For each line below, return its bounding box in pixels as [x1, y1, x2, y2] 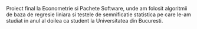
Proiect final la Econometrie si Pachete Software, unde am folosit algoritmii [6, 5, 188, 12]
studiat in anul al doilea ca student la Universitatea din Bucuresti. [6, 17, 163, 24]
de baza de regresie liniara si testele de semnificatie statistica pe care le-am [6, 11, 192, 18]
